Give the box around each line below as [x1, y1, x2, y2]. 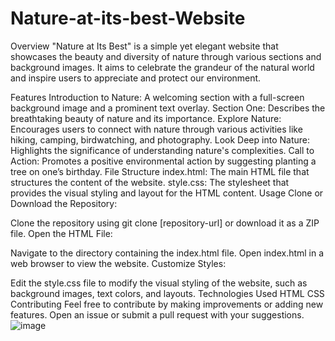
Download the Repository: [10, 197, 118, 209]
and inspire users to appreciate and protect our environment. [10, 72, 262, 84]
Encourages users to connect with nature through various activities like [10, 123, 303, 135]
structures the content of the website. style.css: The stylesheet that [10, 176, 290, 188]
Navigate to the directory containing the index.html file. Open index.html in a [10, 247, 325, 259]
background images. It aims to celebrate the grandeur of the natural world [10, 61, 315, 73]
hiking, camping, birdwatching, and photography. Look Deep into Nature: [10, 133, 310, 146]
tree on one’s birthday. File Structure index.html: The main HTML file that [10, 165, 310, 177]
